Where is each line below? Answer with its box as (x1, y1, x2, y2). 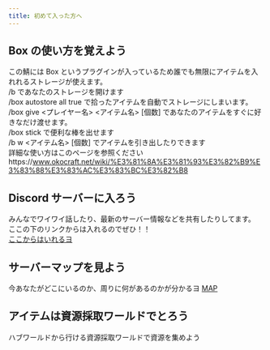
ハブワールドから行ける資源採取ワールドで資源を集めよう (8, 332, 200, 342)
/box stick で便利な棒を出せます (8, 127, 115, 138)
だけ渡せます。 (22, 117, 72, 127)
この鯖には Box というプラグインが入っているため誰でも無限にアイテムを (8, 66, 251, 77)
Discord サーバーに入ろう (8, 191, 136, 205)
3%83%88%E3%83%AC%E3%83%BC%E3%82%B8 (8, 165, 189, 175)
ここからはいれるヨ (8, 234, 73, 244)
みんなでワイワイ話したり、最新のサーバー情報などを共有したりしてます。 (8, 214, 255, 224)
